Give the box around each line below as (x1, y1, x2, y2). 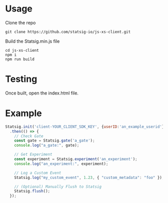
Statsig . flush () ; (14, 189, 50, 194)
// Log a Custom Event (14, 170, 61, 175)
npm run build (5, 56, 35, 62)
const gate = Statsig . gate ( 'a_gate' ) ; (14, 138, 95, 143)
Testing (5, 73, 37, 85)
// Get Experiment (14, 152, 52, 157)
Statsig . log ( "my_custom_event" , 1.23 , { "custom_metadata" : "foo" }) (14, 175, 162, 180)
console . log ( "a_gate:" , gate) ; (14, 143, 79, 148)
